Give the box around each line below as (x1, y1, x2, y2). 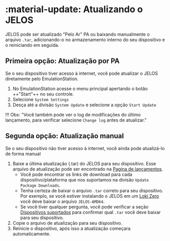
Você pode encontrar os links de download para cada (20, 171, 132, 177)
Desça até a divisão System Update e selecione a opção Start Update (12, 102, 156, 108)
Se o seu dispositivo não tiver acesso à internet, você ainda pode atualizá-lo (5, 145, 165, 151)
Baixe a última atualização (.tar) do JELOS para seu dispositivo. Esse (12, 160, 156, 166)
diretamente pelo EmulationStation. (5, 75, 79, 82)
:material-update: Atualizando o (5, 4, 143, 15)
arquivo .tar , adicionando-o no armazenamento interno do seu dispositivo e (5, 37, 165, 43)
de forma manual (5, 150, 41, 157)
